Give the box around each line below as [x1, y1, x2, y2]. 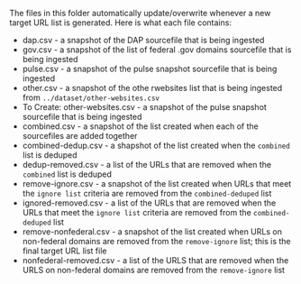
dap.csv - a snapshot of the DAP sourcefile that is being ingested [22, 35, 265, 45]
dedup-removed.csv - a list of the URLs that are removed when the [22, 160, 272, 169]
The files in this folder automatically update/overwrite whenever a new [9, 8, 271, 18]
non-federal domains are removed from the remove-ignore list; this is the [22, 236, 291, 246]
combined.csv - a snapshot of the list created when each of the [22, 121, 259, 132]
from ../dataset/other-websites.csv [22, 92, 160, 103]
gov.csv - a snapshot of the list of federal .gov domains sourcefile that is [22, 44, 292, 55]
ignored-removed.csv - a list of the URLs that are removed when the [22, 197, 277, 208]
